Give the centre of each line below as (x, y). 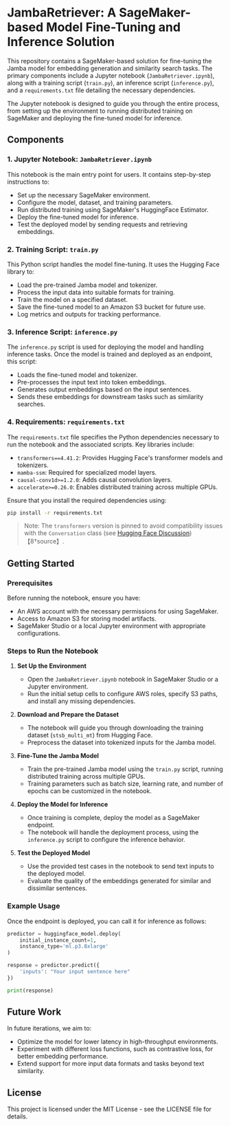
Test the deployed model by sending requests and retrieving (102, 224)
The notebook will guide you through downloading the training (115, 728)
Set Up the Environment (52, 666)
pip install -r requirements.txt (55, 513)
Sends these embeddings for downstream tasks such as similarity (110, 397)
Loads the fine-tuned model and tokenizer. (77, 375)
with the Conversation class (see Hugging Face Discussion (107, 533)
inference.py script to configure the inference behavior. (106, 840)
